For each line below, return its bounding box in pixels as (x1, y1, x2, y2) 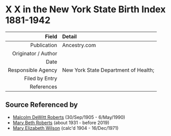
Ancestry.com (62, 41, 96, 49)
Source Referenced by (5, 101, 78, 109)
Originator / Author (12, 50, 57, 57)
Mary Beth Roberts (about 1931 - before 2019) (12, 119, 110, 126)
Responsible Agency (8, 66, 57, 74)
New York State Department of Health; (62, 66, 155, 74)
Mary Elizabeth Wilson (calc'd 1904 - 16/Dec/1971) (12, 125, 119, 131)
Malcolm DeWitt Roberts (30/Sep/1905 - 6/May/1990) (12, 114, 125, 120)
